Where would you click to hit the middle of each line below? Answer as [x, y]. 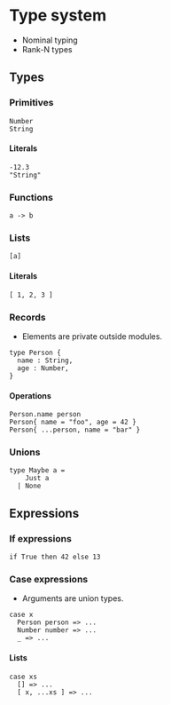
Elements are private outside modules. [92, 336]
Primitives [31, 103]
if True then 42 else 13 [55, 557]
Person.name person [45, 415]
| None [29, 486]
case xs [23, 677]
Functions [31, 197]
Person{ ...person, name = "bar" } [75, 430]
